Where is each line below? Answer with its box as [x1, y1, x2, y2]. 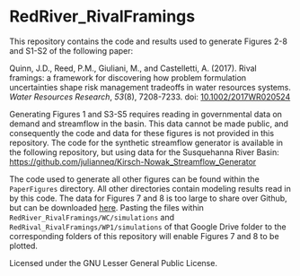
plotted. [9, 240, 39, 251]
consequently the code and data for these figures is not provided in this [9, 127, 275, 138]
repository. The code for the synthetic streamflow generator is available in [9, 137, 284, 148]
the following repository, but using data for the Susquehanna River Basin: [9, 146, 280, 158]
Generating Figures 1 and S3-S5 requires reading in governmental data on [9, 108, 283, 119]
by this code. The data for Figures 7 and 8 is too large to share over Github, [9, 193, 287, 203]
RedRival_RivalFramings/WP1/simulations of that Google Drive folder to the [9, 221, 287, 232]
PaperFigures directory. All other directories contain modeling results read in [9, 183, 292, 194]
